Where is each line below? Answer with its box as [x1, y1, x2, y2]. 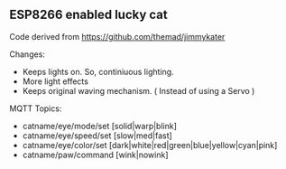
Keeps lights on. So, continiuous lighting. [22, 66, 174, 77]
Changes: [9, 49, 45, 60]
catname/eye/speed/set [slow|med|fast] [22, 130, 173, 141]
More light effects [22, 76, 88, 87]
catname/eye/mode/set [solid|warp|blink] [22, 120, 178, 131]
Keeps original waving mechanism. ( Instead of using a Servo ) [22, 85, 255, 96]
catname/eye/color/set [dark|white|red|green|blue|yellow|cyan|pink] [22, 139, 278, 150]
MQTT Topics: [9, 103, 62, 114]
